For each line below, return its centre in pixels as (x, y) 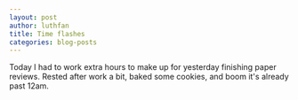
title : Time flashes (48, 34)
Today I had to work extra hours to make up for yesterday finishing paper (143, 67)
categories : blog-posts (53, 42)
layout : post (33, 17)
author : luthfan (39, 26)
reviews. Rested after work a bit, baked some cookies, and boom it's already (149, 77)
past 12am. (29, 86)
